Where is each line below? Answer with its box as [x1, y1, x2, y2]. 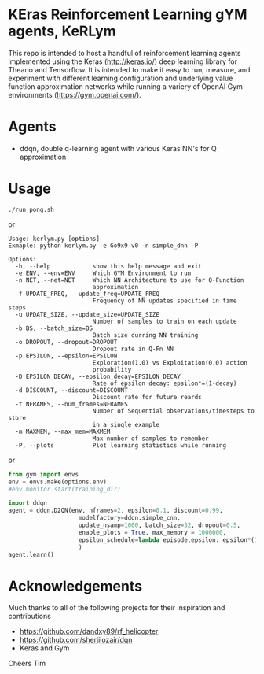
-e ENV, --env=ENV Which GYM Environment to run [15, 269, 192, 277]
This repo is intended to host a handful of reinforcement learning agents [8, 48, 241, 57]
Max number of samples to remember [92, 435, 210, 443]
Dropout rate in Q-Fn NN [92, 345, 174, 353]
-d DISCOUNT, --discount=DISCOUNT [15, 386, 128, 394]
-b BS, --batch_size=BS [15, 324, 93, 332]
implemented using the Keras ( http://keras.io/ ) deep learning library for [8, 57, 238, 66]
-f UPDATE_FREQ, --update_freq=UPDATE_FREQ [15, 290, 159, 298]
